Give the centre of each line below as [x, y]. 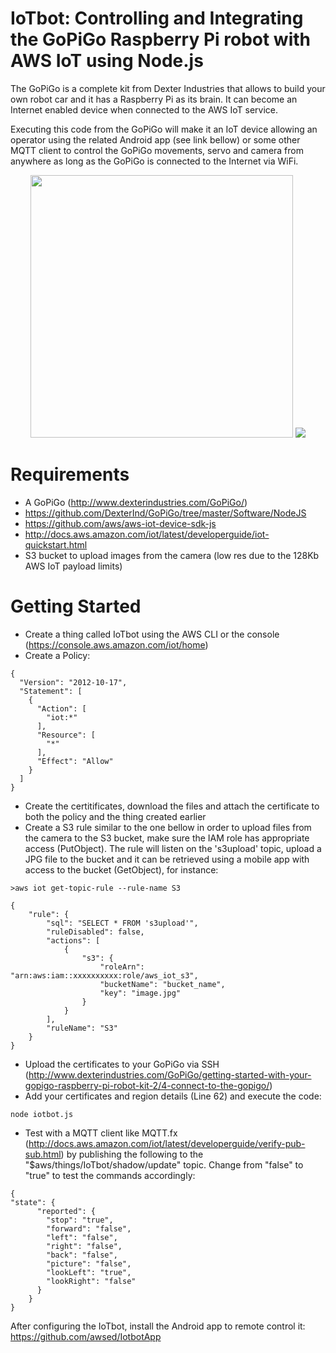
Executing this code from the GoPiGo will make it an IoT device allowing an [164, 129]
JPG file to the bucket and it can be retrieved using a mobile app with [167, 859]
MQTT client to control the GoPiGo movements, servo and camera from [157, 150]
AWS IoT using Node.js [107, 61]
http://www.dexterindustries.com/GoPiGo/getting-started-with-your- [170, 1074]
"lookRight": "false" [91, 1281]
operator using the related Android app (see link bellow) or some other [155, 139]
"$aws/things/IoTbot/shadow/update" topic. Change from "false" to [164, 1164]
